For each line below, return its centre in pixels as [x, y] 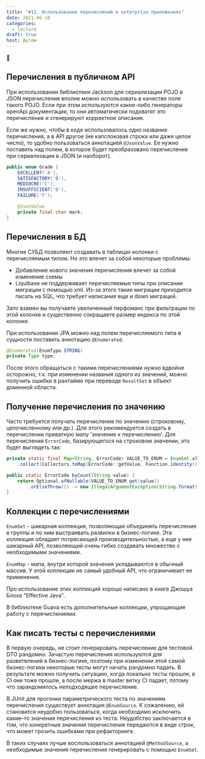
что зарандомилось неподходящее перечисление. [73, 687]
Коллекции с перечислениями [68, 511]
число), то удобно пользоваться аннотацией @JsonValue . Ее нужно [92, 143]
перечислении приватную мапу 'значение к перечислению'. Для [91, 435]
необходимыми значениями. [44, 552]
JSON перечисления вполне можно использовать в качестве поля [94, 98]
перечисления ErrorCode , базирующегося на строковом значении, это [98, 441]
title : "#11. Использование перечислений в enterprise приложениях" [95, 12]
